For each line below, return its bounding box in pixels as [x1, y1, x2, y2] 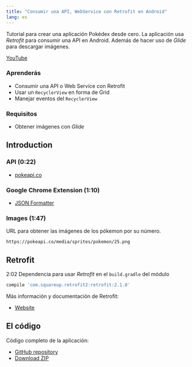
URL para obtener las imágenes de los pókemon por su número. [6, 228, 161, 235]
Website [14, 304, 35, 312]
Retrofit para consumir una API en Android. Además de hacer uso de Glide [6, 37, 187, 44]
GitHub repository [14, 348, 58, 355]
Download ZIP [14, 355, 49, 362]
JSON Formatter [14, 199, 55, 207]
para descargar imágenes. [6, 42, 70, 50]
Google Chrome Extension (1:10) [6, 186, 100, 194]
